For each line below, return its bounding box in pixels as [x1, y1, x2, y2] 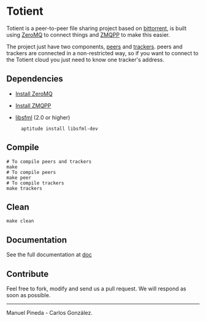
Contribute [6, 268, 49, 279]
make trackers [6, 185, 43, 191]
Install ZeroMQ [15, 90, 53, 97]
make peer [6, 175, 32, 181]
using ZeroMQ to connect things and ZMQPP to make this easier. [6, 31, 170, 38]
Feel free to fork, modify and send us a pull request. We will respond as [6, 285, 186, 292]
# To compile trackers [6, 179, 64, 186]
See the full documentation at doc [6, 251, 92, 259]
